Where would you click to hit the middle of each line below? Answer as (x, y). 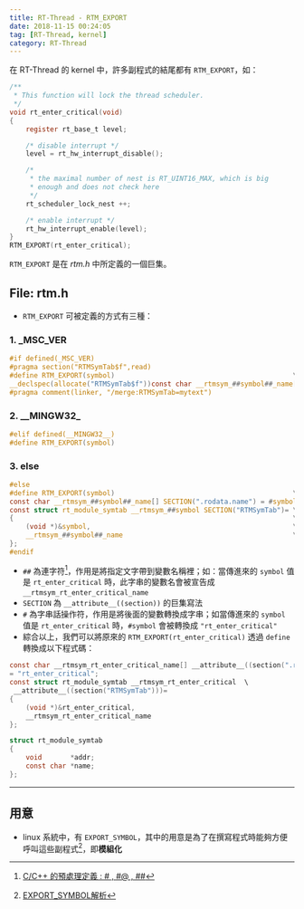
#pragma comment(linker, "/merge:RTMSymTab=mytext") (111, 392)
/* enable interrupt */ (71, 220)
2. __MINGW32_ (45, 416)
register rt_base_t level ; (76, 129)
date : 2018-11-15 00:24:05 (60, 26)
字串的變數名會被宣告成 (171, 582)
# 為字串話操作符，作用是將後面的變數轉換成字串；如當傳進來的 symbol (154, 614)
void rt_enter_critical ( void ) (66, 112)
